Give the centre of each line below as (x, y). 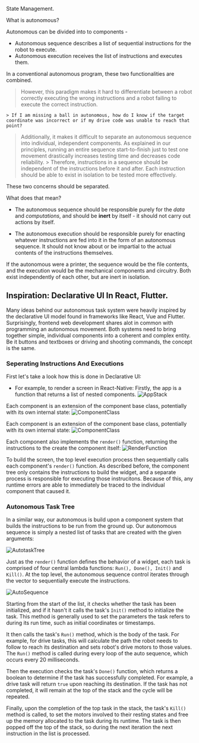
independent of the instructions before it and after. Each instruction (103, 168)
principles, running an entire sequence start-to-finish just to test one (105, 149)
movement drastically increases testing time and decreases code (100, 156)
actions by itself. (35, 222)
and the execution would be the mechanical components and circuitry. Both (99, 270)
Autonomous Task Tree (41, 507)
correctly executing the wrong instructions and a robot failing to (99, 98)
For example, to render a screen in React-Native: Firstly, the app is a (98, 388)
